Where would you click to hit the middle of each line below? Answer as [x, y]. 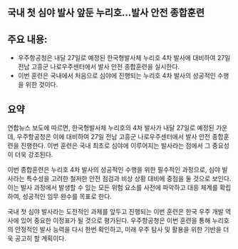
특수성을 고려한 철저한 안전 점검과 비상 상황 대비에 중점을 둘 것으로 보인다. [129, 179]
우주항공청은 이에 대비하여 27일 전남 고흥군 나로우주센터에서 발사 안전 [114, 137]
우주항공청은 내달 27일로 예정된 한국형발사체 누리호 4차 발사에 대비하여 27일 [124, 58]
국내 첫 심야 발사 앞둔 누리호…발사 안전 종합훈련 [106, 13]
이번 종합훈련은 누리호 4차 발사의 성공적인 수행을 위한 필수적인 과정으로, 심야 [114, 170]
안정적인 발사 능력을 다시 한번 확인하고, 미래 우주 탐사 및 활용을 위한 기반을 [118, 230]
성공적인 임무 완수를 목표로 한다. [67, 197]
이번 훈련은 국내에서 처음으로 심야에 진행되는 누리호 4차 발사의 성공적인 [117, 76]
